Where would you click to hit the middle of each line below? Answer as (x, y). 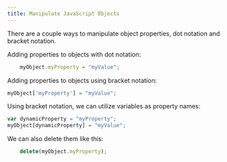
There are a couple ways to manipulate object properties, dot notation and (114, 33)
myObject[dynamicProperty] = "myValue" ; (67, 126)
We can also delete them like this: (55, 139)
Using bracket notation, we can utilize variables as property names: (104, 106)
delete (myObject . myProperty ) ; (64, 152)
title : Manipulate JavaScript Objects (63, 14)
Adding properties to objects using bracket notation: (82, 80)
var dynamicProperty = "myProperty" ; (62, 119)
